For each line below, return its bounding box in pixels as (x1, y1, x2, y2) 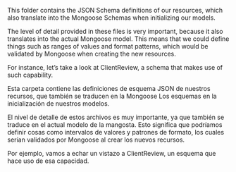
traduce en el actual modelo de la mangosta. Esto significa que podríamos (7, 121, 223, 129)
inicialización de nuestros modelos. (7, 99, 110, 108)
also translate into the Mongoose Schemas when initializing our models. (7, 13, 216, 22)
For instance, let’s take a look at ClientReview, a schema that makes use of (7, 63, 223, 71)
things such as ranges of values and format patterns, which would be (7, 42, 209, 50)
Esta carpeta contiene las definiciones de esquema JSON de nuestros (7, 85, 211, 92)
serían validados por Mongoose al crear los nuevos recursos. (7, 135, 185, 144)
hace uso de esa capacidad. (7, 156, 89, 165)
